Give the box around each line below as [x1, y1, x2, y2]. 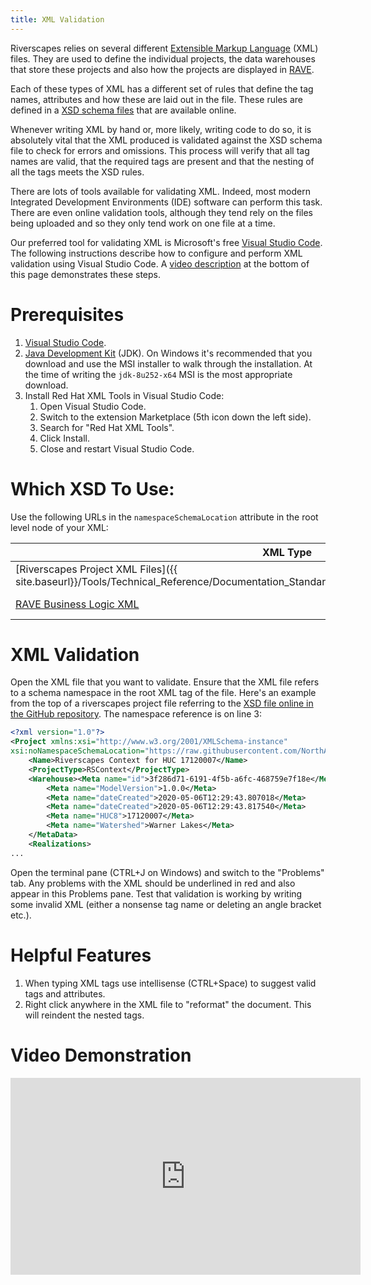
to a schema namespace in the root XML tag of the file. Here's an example [10, 687, 317, 699]
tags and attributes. [24, 987, 106, 1000]
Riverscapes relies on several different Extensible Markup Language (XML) [10, 42, 319, 54]
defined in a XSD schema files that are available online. [10, 104, 237, 116]
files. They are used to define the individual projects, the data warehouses [10, 52, 316, 65]
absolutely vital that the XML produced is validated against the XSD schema [10, 134, 323, 146]
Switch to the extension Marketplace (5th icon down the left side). [39, 411, 312, 423]
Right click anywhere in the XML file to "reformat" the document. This [24, 998, 312, 1010]
